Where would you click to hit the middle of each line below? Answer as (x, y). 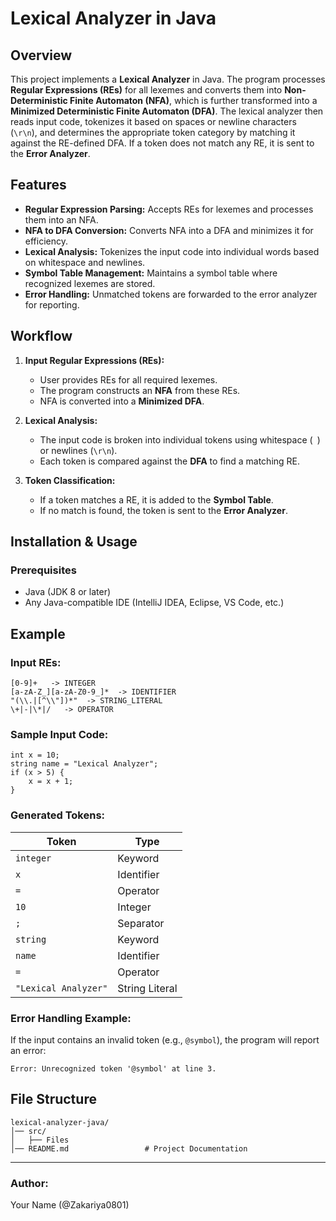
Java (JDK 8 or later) (68, 592)
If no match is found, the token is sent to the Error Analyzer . (163, 510)
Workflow (41, 336)
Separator (141, 923)
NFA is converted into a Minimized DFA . (122, 401)
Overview (41, 55)
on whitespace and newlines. (85, 262)
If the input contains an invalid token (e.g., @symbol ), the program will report (165, 1039)
